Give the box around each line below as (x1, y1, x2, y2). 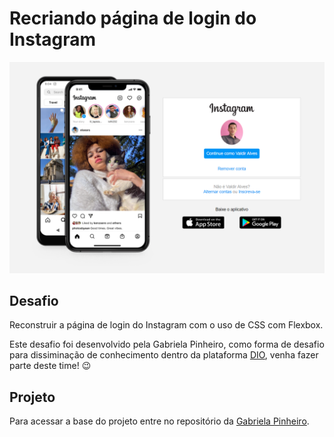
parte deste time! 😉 (9, 360, 92, 372)
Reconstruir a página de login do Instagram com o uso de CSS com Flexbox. (9, 319, 324, 331)
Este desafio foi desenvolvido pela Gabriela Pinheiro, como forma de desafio (9, 338, 325, 351)
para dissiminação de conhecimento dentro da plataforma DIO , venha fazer (9, 349, 319, 361)
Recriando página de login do (9, 7, 257, 30)
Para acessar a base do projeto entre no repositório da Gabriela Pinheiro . (9, 415, 310, 427)
